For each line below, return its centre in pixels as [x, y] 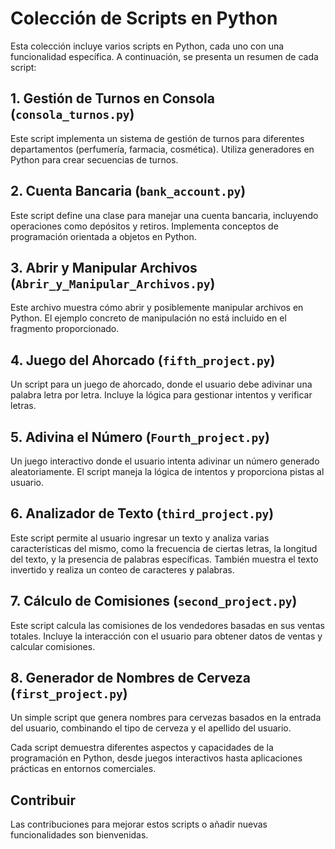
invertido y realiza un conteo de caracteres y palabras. [122, 569]
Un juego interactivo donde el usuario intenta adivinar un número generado [165, 461]
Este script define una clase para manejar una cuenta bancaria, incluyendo [164, 215]
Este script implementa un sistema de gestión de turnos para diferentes [157, 138]
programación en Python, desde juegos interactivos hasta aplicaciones [156, 758]
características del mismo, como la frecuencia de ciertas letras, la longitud [164, 548]
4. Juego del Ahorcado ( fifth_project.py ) [143, 360]
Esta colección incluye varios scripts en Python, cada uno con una [147, 46]
